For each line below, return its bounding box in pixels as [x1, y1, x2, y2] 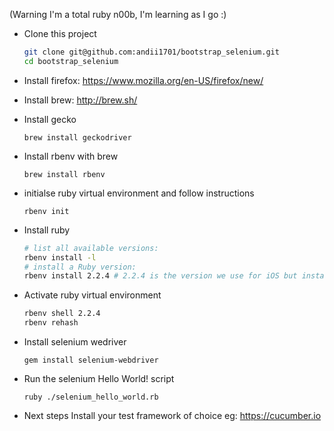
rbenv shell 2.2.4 [23, 309, 101, 319]
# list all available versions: [23, 243, 159, 253]
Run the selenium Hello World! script [23, 373, 175, 384]
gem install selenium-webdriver [23, 355, 159, 365]
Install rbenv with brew [23, 150, 119, 162]
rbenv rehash [23, 318, 79, 328]
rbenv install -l [23, 252, 97, 263]
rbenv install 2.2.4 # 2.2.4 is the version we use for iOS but [23, 271, 298, 281]
